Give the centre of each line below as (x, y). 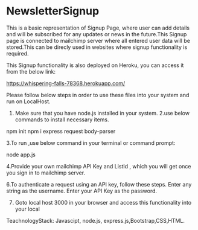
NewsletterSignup (53, 11)
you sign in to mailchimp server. (46, 173)
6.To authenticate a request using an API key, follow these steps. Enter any (99, 184)
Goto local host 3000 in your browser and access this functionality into (103, 202)
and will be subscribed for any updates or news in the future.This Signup (97, 34)
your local (27, 209)
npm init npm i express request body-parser (61, 131)
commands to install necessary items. (62, 120)
